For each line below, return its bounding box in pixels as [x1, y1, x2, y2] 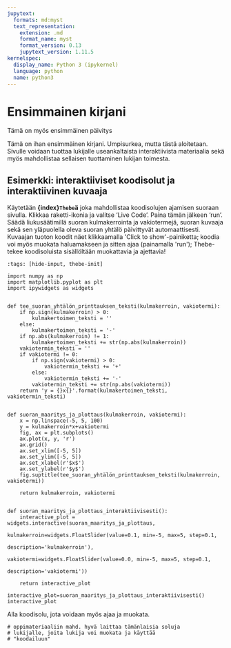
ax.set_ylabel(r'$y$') [19, 466, 85, 472]
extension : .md [19, 29, 63, 36]
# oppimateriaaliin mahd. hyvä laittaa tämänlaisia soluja [7, 624, 181, 631]
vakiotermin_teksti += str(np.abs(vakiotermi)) [32, 382, 171, 388]
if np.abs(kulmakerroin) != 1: [19, 333, 110, 340]
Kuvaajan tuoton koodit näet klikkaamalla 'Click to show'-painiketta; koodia [7, 233, 220, 241]
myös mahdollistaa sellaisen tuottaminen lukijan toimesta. [7, 154, 170, 163]
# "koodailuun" [7, 636, 51, 642]
